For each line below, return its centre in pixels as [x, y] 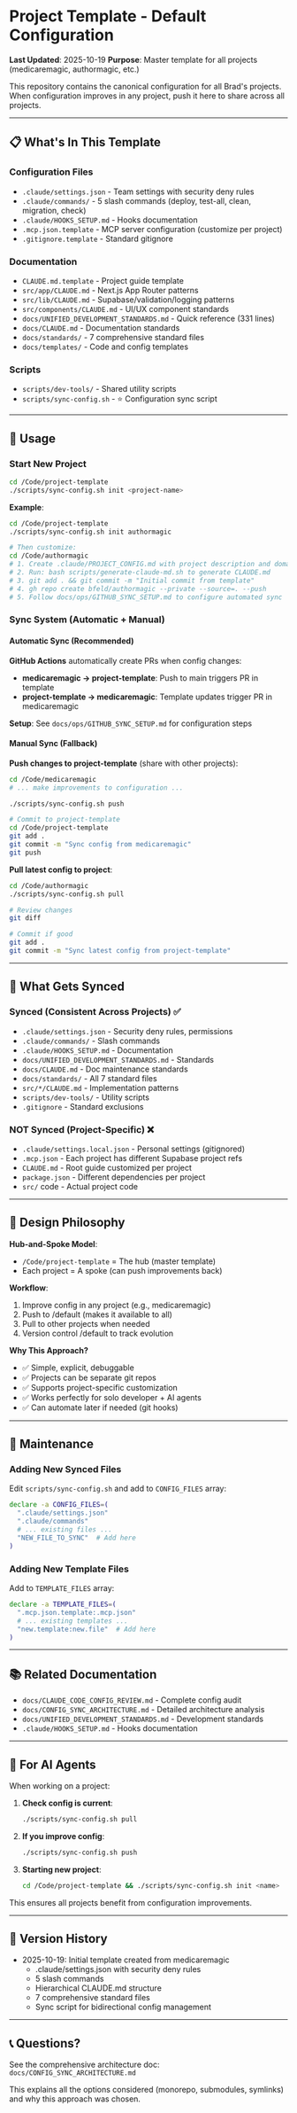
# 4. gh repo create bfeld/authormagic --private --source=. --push [138, 589]
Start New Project [48, 464]
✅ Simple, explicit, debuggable [78, 1368]
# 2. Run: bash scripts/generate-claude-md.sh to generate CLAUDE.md [140, 573]
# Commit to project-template [65, 820]
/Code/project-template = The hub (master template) [119, 1261]
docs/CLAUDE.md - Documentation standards [101, 327]
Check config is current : [67, 1803]
